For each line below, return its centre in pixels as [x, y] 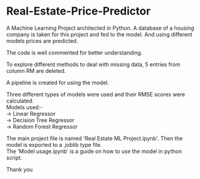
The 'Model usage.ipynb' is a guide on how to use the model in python [94, 151]
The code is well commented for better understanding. [74, 52]
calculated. [20, 101]
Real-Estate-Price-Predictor [78, 11]
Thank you [20, 169]
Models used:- [25, 107]
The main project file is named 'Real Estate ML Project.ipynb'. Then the [95, 138]
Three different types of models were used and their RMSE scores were [96, 94]
